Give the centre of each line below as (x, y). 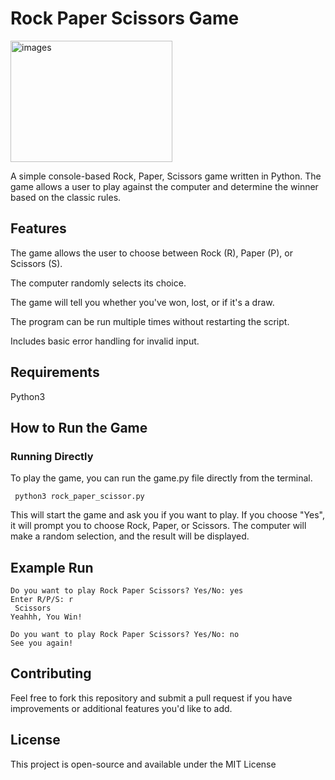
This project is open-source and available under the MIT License (143, 764)
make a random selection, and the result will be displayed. (130, 536)
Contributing (51, 673)
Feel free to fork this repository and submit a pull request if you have (151, 698)
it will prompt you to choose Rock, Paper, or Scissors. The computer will (158, 526)
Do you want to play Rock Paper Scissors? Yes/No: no (125, 635)
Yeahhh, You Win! (46, 617)
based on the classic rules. (66, 197)
